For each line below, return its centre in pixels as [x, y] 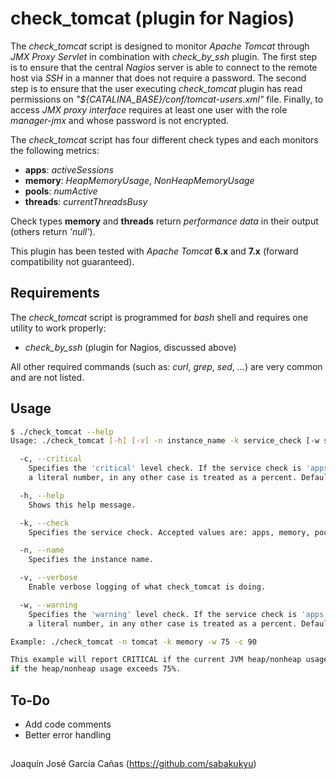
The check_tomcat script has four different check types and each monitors [164, 139]
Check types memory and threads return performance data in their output [164, 221]
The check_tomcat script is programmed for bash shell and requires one [159, 317]
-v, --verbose [48, 578]
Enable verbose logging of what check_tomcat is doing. [147, 587]
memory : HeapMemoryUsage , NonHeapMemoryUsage [139, 180]
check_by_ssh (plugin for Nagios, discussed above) [130, 347]
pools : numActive [61, 191]
